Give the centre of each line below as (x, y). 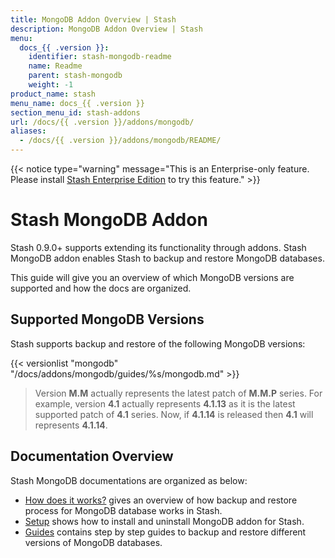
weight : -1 (51, 85)
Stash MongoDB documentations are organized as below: (129, 480)
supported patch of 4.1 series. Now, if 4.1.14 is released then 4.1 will (174, 414)
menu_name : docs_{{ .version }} (77, 103)
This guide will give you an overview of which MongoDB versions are (152, 277)
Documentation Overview (92, 456)
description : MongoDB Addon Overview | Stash (106, 29)
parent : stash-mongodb (75, 76)
